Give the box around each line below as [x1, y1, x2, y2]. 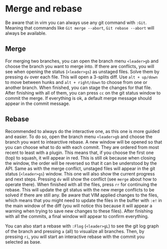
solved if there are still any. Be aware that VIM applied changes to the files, [5, 192, 159, 198]
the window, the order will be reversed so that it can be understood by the [5, 160, 157, 166]
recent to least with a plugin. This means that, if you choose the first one [5, 149, 154, 155]
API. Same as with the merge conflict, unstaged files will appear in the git [5, 165, 156, 171]
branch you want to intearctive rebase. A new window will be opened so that [5, 138, 163, 145]
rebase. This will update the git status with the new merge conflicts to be [5, 186, 155, 192]
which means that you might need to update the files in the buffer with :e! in [5, 197, 162, 203]
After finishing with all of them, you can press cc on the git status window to [5, 89, 161, 95]
